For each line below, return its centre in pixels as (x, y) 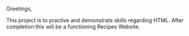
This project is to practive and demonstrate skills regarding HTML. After (95, 20)
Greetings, (19, 9)
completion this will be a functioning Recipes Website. (73, 27)
